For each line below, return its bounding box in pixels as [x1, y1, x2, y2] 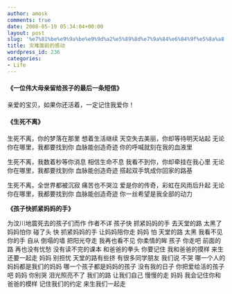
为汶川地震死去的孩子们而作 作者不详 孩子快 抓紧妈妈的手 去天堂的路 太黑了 [7, 219, 222, 228]
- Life [7, 62, 26, 68]
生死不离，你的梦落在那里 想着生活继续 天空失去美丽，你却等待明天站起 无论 [7, 134, 225, 143]
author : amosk [7, 10, 48, 17]
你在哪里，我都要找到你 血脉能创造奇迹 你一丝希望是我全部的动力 [7, 190, 193, 198]
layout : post [7, 29, 45, 37]
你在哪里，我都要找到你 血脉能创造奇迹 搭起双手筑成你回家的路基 [7, 167, 193, 175]
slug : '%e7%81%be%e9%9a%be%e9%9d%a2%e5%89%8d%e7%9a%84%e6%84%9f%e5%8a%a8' [7, 36, 228, 43]
